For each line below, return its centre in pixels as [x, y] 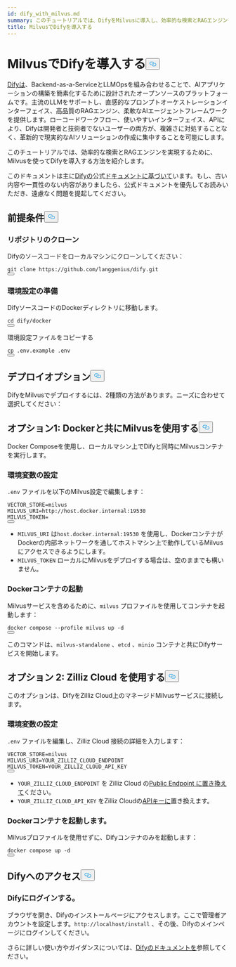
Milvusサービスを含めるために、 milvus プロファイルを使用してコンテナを [113, 606]
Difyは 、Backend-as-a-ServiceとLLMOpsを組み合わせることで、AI [104, 84]
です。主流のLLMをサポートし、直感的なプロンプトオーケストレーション [118, 102]
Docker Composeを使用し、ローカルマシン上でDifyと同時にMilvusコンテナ [116, 446]
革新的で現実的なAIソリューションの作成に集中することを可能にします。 [124, 137]
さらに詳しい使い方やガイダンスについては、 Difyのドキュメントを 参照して [114, 947]
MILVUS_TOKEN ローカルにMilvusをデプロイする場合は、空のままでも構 [117, 560]
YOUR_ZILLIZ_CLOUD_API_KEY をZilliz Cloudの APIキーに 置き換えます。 [115, 800]
